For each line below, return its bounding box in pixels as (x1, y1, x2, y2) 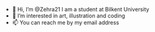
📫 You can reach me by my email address (12, 19, 119, 26)
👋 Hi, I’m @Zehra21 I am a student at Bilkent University (12, 6, 149, 13)
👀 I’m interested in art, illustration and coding (12, 12, 126, 19)
